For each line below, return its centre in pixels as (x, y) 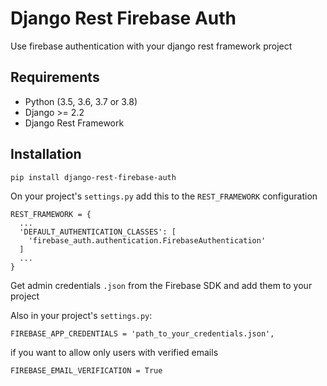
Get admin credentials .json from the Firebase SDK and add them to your (161, 285)
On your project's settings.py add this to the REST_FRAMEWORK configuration (164, 196)
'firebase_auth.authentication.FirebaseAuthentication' (147, 240)
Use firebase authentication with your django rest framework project (151, 46)
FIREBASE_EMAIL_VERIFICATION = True (86, 370)
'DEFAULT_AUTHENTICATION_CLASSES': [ (98, 232)
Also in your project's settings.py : (81, 315)
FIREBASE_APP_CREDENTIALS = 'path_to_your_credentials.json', (142, 333)
